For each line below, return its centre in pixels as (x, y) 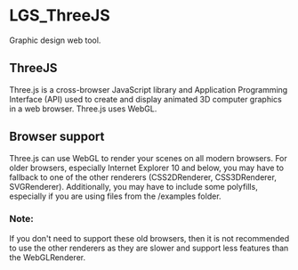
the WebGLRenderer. (48, 257)
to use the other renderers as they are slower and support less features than (149, 248)
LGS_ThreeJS (60, 16)
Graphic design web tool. (55, 40)
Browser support (57, 137)
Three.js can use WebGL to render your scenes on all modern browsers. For (148, 158)
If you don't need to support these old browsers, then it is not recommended (149, 238)
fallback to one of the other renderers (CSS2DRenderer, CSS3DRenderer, (143, 177)
